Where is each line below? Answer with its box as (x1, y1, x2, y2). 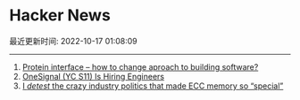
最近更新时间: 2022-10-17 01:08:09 (9, 35, 137, 46)
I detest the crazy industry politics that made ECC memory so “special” (21, 81, 284, 91)
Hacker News (9, 5, 112, 26)
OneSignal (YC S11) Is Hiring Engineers (21, 71, 165, 81)
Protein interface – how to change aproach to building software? (21, 61, 259, 72)
